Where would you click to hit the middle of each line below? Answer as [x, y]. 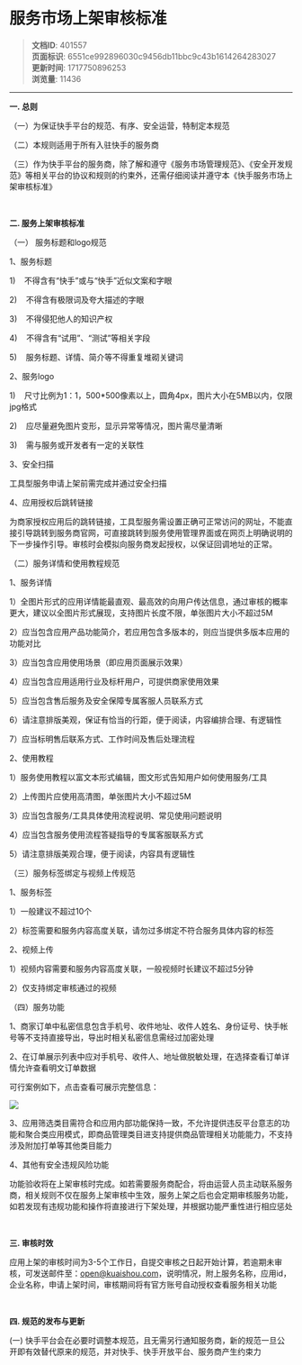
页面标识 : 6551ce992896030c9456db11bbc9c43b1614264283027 [154, 56]
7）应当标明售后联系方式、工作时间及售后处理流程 [102, 739]
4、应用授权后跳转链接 [52, 502]
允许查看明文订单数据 [56, 1068]
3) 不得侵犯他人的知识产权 [61, 318]
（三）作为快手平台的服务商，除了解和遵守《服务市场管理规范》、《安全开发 [147, 164]
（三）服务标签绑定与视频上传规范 [72, 873]
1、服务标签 [31, 892]
